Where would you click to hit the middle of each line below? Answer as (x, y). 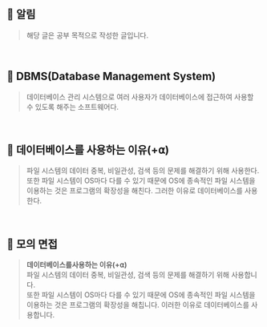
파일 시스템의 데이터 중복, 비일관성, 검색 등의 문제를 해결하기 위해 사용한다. (143, 171)
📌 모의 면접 (32, 244)
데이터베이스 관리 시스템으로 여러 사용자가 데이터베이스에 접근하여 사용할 (140, 97)
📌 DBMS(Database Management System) (111, 77)
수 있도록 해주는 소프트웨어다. (73, 107)
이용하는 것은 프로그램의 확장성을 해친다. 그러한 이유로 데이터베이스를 (134, 191)
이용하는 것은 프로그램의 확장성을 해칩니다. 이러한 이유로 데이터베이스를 (138, 305)
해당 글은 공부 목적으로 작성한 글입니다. (87, 35)
